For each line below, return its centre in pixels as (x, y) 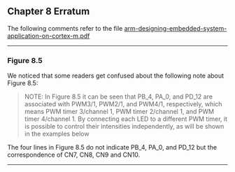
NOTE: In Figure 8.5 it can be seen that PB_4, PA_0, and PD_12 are (119, 96)
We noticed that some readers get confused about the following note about (116, 76)
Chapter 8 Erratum (49, 12)
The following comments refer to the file (65, 28)
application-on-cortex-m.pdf (49, 36)
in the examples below (57, 134)
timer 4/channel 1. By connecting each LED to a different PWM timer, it (126, 119)
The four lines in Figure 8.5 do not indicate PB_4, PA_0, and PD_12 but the (112, 148)
